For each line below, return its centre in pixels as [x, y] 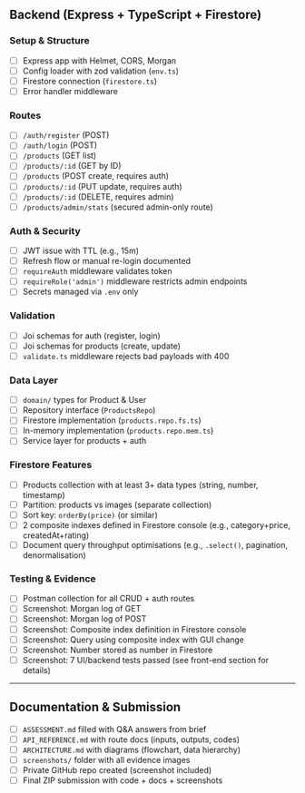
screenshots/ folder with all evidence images [106, 759]
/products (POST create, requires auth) [96, 176]
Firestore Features [51, 465]
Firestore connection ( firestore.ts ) [89, 81]
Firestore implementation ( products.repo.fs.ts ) [112, 420]
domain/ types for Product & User [84, 400]
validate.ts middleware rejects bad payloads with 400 [126, 356]
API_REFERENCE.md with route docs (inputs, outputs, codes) [131, 739]
